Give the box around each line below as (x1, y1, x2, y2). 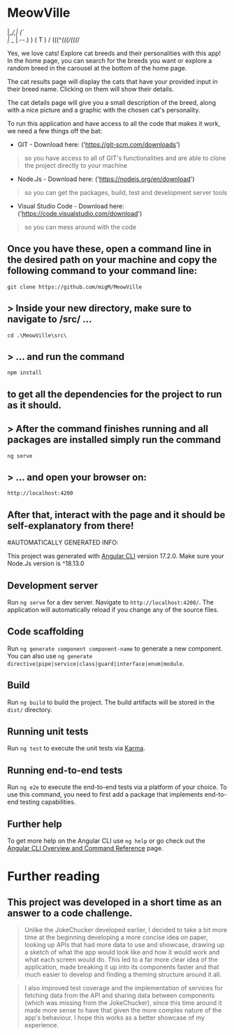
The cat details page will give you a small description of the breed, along (7, 98, 217, 106)
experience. (24, 1021, 59, 1029)
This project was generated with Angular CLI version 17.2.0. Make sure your (7, 552, 225, 560)
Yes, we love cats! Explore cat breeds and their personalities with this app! (7, 49, 221, 57)
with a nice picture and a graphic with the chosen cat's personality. (7, 106, 200, 114)
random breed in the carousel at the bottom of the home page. (7, 64, 187, 72)
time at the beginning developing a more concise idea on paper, (24, 933, 208, 941)
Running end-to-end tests (7, 764, 123, 776)
